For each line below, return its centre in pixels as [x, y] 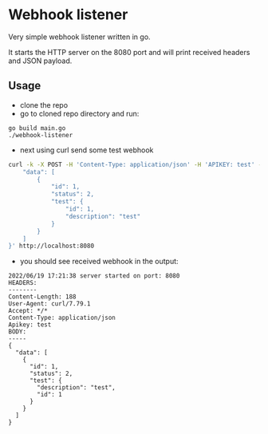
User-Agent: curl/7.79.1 [49, 304]
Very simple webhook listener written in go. [79, 37]
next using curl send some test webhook [87, 150]
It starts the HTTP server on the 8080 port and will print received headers [129, 52]
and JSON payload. [40, 61]
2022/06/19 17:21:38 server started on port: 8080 [94, 276]
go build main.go [37, 128]
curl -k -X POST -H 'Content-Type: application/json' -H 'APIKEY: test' [132, 164]
